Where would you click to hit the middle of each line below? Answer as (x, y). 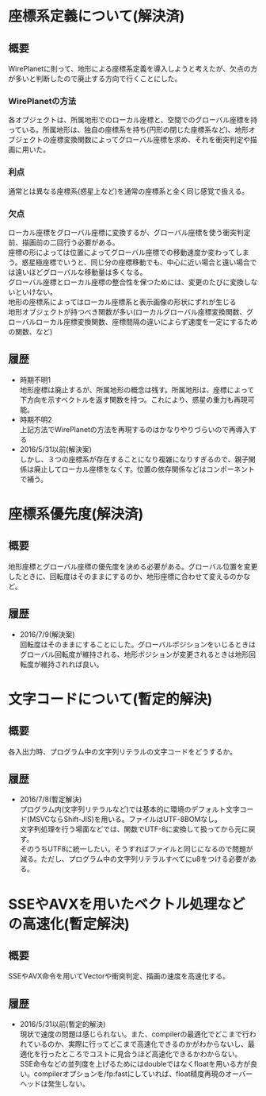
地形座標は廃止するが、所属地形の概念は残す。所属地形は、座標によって (137, 389)
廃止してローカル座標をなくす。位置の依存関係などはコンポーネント (144, 469)
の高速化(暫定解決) (69, 924)
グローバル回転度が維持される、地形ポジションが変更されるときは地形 (134, 654)
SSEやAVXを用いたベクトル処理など (127, 904)
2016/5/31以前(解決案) (56, 449)
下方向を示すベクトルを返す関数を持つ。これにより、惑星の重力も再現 (133, 399)
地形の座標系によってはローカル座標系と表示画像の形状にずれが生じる (122, 302)
